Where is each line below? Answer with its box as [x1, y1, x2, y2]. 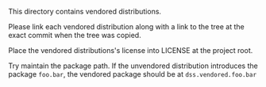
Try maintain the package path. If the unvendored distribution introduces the [8, 61, 258, 70]
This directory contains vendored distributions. [8, 7, 161, 16]
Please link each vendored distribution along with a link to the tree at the [8, 22, 245, 31]
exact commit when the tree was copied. [8, 31, 141, 40]
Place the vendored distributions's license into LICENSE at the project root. [8, 46, 253, 55]
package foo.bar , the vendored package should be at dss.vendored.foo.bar [8, 70, 256, 78]
